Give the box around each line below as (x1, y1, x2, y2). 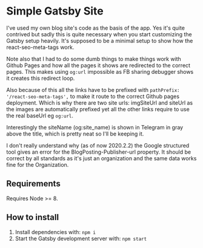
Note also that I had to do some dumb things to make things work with (6, 55, 182, 62)
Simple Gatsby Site (6, 4, 104, 18)
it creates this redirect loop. (6, 74, 75, 82)
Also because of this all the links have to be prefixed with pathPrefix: (6, 86, 180, 93)
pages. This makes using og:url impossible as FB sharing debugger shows (6, 68, 194, 75)
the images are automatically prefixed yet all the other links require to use (6, 105, 190, 113)
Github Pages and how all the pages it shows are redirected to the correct (6, 62, 191, 69)
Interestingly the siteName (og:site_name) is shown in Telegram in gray (6, 123, 184, 131)
